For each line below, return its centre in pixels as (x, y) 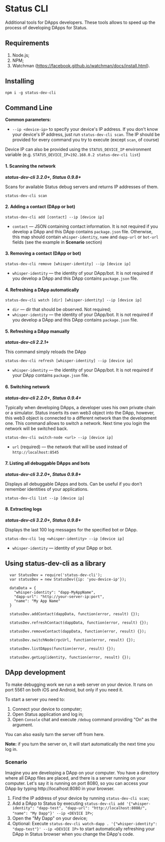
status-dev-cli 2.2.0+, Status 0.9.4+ (43, 398)
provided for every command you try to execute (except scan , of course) (85, 140)
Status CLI (27, 9)
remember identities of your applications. (47, 489)
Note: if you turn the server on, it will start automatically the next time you (80, 744)
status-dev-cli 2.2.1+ (27, 342)
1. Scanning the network (30, 166)
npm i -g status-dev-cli (31, 93)
